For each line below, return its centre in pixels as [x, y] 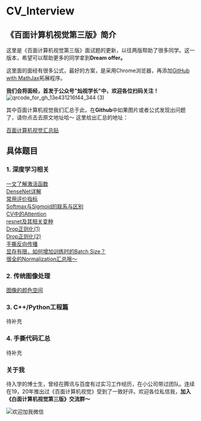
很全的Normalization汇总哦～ [42, 259]
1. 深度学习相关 [28, 169]
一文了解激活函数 [27, 184]
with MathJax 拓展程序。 [36, 78]
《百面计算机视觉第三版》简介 [61, 35]
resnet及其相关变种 [30, 221]
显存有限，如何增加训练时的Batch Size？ [56, 251]
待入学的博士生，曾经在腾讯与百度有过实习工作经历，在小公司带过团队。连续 [100, 384]
